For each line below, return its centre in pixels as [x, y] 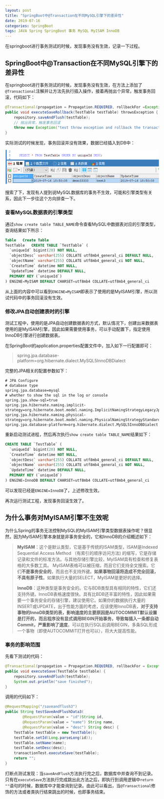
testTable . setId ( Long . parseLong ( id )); [53, 738]
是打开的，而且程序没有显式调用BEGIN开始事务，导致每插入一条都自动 [88, 618]
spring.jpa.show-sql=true [31, 400]
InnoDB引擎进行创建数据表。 [34, 335]
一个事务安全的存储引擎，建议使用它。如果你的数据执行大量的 [83, 600]
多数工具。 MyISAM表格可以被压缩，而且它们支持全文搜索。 [91, 565]
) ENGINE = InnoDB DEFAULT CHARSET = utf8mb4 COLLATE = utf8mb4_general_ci [77, 481]
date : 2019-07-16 [23, 21]
